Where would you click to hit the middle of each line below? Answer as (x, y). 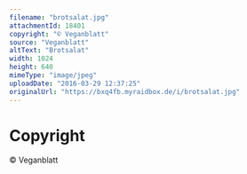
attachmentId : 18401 (48, 26)
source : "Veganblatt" (49, 42)
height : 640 (31, 67)
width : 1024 (31, 59)
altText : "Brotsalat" (49, 51)
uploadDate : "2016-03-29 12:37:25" (75, 83)
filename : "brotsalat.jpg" (59, 17)
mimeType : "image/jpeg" (53, 75)
